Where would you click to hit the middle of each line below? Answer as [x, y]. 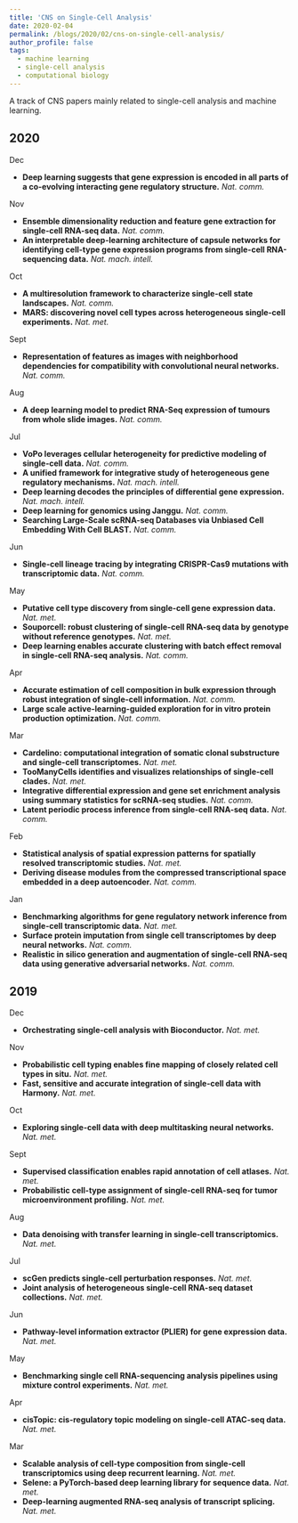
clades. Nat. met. [54, 781]
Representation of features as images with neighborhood [130, 356]
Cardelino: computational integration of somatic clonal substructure [151, 753]
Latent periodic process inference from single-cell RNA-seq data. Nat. [154, 809]
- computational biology [63, 76]
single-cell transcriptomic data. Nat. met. [100, 925]
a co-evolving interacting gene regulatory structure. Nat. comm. [143, 186]
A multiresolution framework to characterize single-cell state [137, 293]
